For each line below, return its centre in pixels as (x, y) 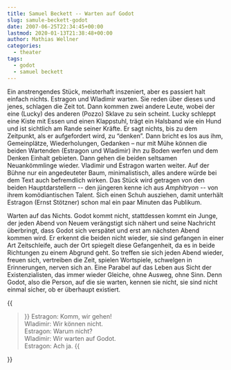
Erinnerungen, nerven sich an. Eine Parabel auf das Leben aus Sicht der (110, 267)
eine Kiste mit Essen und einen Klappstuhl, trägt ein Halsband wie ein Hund (114, 121)
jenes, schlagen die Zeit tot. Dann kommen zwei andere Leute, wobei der (111, 106)
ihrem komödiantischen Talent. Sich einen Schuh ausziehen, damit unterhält (115, 194)
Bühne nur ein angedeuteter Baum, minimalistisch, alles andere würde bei (112, 173)
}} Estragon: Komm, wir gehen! (68, 316)
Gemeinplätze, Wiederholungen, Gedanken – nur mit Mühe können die (107, 143)
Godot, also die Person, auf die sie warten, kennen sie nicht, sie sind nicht (112, 282)
